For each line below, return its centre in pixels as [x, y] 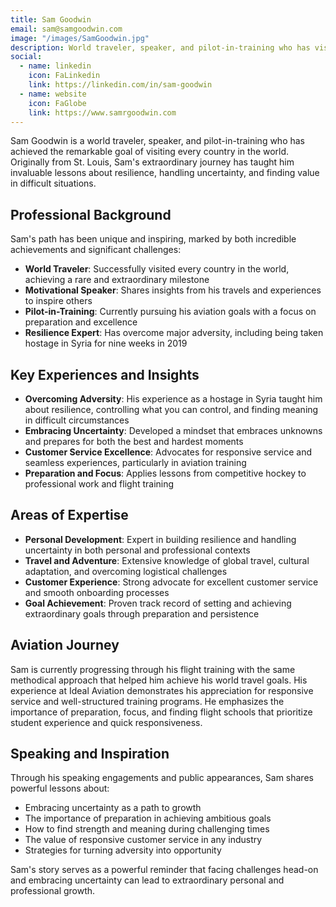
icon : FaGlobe [57, 103]
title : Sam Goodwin [51, 19]
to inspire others [58, 301]
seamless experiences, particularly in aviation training [135, 462]
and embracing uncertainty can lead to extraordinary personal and [147, 880]
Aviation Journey [65, 645]
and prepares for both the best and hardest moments [134, 441]
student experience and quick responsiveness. [106, 722]
